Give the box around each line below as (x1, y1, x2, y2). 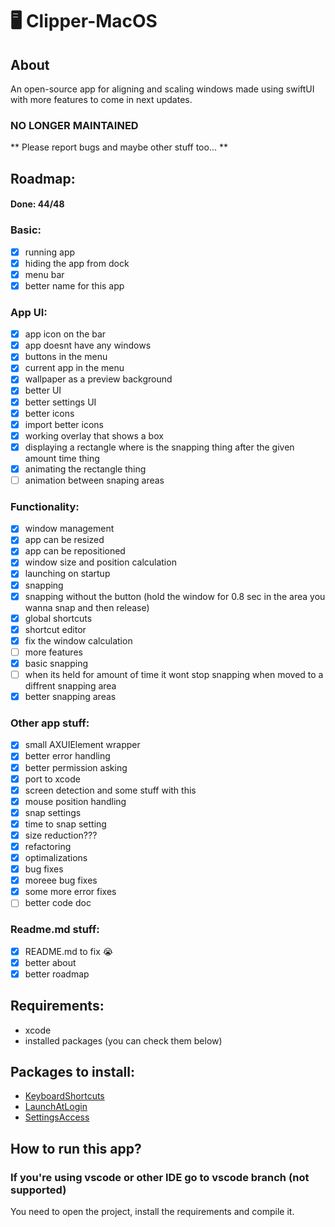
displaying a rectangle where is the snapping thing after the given (24, 441, 295, 453)
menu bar (24, 268, 65, 280)
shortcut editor (24, 623, 87, 635)
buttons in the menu (24, 351, 108, 363)
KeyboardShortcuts (24, 1090, 105, 1102)
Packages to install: (10, 1064, 136, 1081)
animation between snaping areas (24, 474, 165, 486)
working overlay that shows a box (24, 429, 164, 442)
